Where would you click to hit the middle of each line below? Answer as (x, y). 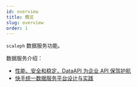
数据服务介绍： (24, 58)
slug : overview (25, 22)
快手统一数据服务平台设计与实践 (54, 78)
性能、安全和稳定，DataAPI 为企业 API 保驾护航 (73, 71)
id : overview (22, 12)
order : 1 (17, 28)
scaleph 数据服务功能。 (35, 46)
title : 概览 (20, 17)
